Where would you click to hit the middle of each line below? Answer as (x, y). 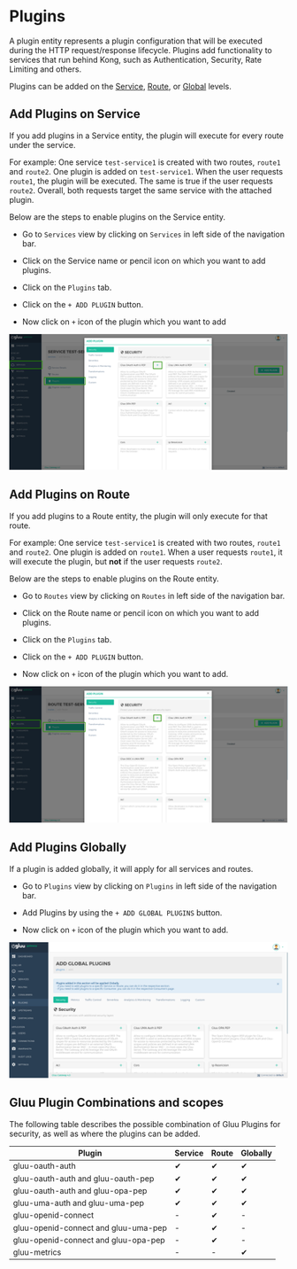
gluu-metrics (37, 1252)
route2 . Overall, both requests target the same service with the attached (141, 190)
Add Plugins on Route (70, 495)
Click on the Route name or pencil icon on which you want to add (140, 612)
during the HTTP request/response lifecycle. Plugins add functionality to (141, 50)
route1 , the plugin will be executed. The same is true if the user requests (141, 181)
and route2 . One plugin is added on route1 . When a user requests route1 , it (146, 552)
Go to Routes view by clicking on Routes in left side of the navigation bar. (153, 596)
